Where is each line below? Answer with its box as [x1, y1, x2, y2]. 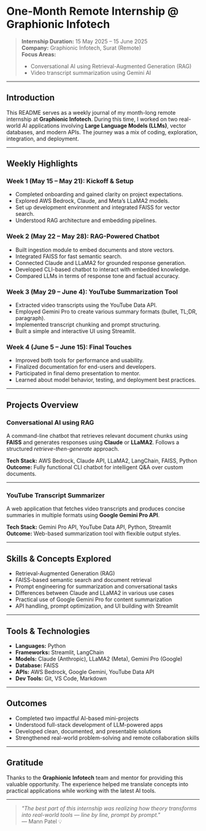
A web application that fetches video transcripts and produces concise [6, 505, 185, 513]
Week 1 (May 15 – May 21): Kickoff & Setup [6, 177, 134, 185]
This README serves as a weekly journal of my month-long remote [6, 109, 176, 116]
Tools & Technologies [6, 626, 90, 636]
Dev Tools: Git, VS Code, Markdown [15, 675, 107, 682]
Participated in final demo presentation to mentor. [15, 370, 141, 377]
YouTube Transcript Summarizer [6, 491, 105, 499]
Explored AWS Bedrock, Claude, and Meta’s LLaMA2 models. [15, 197, 170, 205]
